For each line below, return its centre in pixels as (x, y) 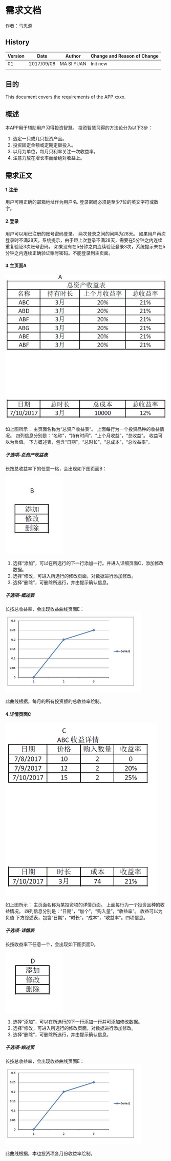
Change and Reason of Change (124, 56)
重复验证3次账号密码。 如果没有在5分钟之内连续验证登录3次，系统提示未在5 (85, 246)
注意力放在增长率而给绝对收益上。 (49, 158)
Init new (99, 64)
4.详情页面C (18, 714)
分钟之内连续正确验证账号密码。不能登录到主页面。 (59, 253)
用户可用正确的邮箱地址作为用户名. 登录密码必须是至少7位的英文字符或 (80, 202)
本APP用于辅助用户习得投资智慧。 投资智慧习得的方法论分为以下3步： (79, 128)
